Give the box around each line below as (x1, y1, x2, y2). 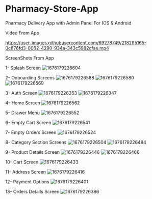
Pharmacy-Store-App (5, 3, 98, 15)
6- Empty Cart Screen (5, 119, 52, 125)
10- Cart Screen (5, 159, 39, 165)
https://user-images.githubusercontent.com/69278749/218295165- (5, 39, 147, 46)
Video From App (5, 30, 40, 36)
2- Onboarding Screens (5, 74, 55, 80)
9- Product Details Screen (5, 149, 60, 155)
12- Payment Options (5, 179, 49, 185)
